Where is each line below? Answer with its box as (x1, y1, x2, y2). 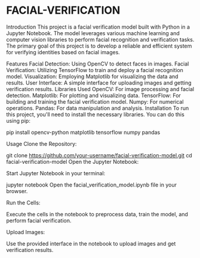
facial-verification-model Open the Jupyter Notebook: (6, 158, 139, 165)
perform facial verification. (6, 217, 72, 224)
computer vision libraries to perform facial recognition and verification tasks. (6, 36, 195, 43)
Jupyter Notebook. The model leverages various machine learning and (6, 29, 180, 36)
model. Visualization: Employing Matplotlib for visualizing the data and (6, 73, 179, 80)
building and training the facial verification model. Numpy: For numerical (6, 98, 184, 105)
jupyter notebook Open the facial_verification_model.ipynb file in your (6, 181, 177, 188)
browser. (6, 187, 28, 194)
